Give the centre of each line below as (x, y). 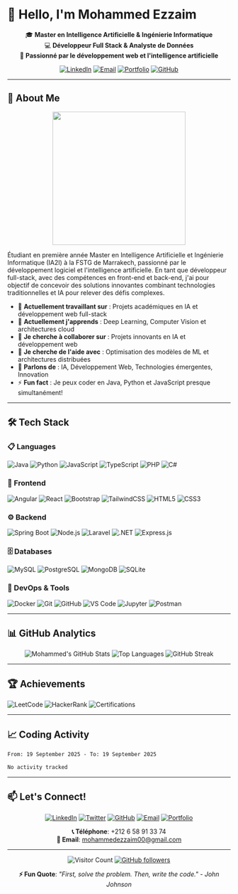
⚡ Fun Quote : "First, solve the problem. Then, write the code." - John (119, 874)
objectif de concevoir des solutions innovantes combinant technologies (112, 285)
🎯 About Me (34, 98)
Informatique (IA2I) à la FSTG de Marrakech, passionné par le (97, 262)
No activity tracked (38, 767)
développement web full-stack (62, 314)
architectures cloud (46, 329)
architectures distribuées (54, 359)
